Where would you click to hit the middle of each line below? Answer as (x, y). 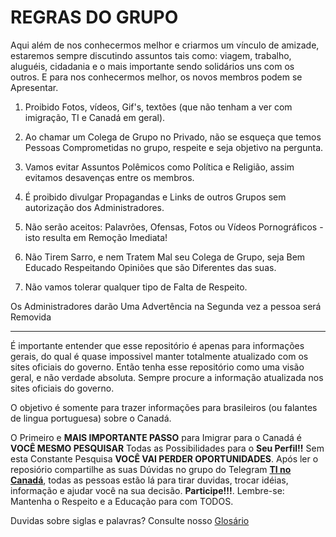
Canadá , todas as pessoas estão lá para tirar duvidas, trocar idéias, (149, 480)
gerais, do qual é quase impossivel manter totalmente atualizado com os (159, 356)
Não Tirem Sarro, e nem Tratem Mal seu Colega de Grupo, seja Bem (165, 257)
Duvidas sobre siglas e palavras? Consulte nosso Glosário (130, 520)
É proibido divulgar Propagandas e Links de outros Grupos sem (155, 197)
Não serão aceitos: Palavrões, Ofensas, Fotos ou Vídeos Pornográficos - (174, 227)
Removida (31, 317)
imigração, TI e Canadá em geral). (95, 117)
